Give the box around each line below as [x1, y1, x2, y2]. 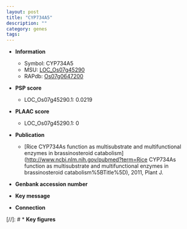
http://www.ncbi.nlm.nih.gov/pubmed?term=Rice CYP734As [26, 156, 177, 164]
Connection [15, 204, 45, 211]
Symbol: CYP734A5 [24, 60, 74, 67]
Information [15, 48, 46, 55]
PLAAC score [15, 108, 50, 115]
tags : [6, 32, 20, 38]
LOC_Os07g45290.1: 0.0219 [24, 96, 93, 104]
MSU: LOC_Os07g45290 [24, 66, 85, 73]
